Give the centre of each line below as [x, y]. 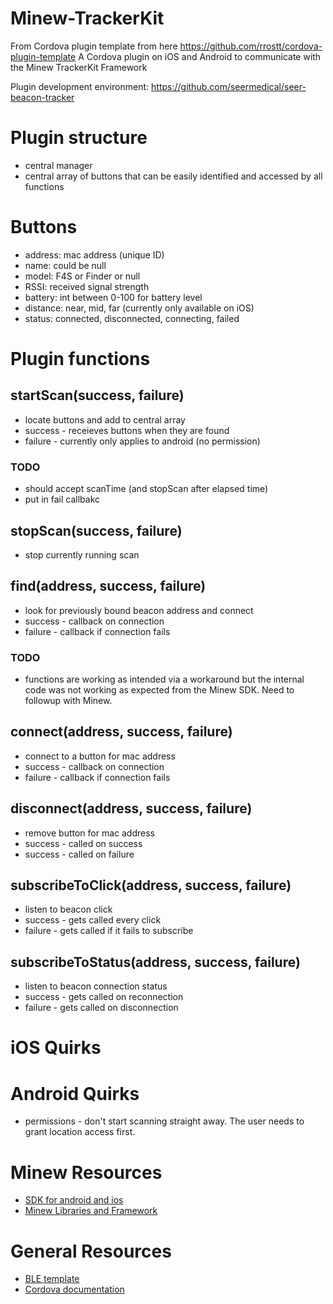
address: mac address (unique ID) [94, 254]
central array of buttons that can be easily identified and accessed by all [173, 176]
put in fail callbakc [62, 499]
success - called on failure [79, 854]
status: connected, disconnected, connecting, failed [132, 318]
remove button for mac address [89, 833]
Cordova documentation [74, 1289]
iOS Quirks [56, 1048]
